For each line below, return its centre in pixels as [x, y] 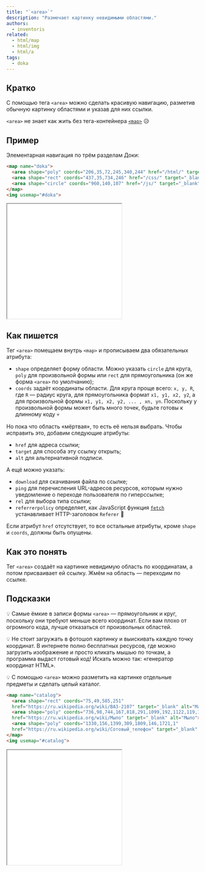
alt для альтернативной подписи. [59, 458]
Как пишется [32, 335]
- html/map [26, 40]
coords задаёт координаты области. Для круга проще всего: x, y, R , [105, 388]
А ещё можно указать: [36, 470]
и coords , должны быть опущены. [49, 533]
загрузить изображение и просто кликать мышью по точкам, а [88, 652]
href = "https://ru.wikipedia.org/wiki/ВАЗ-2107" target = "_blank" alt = [102, 707]
